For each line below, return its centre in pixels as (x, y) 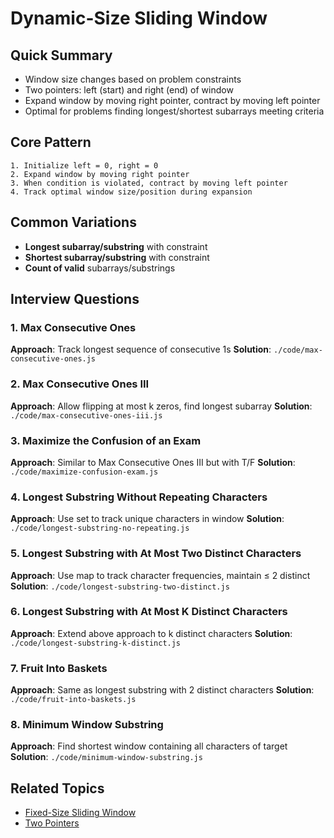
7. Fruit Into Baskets (59, 668)
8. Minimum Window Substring (87, 725)
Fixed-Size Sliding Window (80, 813)
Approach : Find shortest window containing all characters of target (149, 746)
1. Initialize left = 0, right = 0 (84, 165)
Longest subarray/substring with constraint (116, 246)
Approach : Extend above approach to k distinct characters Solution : (151, 633)
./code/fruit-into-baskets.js (73, 700)
